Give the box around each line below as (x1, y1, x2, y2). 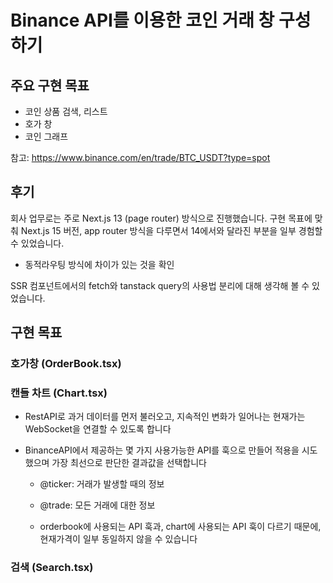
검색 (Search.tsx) (10, 561, 94, 575)
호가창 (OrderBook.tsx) (10, 357, 122, 371)
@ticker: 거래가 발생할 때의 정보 (39, 478, 165, 490)
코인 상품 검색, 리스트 (24, 106, 108, 117)
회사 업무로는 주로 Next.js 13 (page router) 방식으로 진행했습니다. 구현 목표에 (10, 212, 313, 224)
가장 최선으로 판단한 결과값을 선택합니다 (51, 457, 207, 469)
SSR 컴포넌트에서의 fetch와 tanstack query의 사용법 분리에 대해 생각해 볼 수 (10, 279, 310, 291)
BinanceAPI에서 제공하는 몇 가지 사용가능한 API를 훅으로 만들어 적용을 (24, 444, 300, 456)
